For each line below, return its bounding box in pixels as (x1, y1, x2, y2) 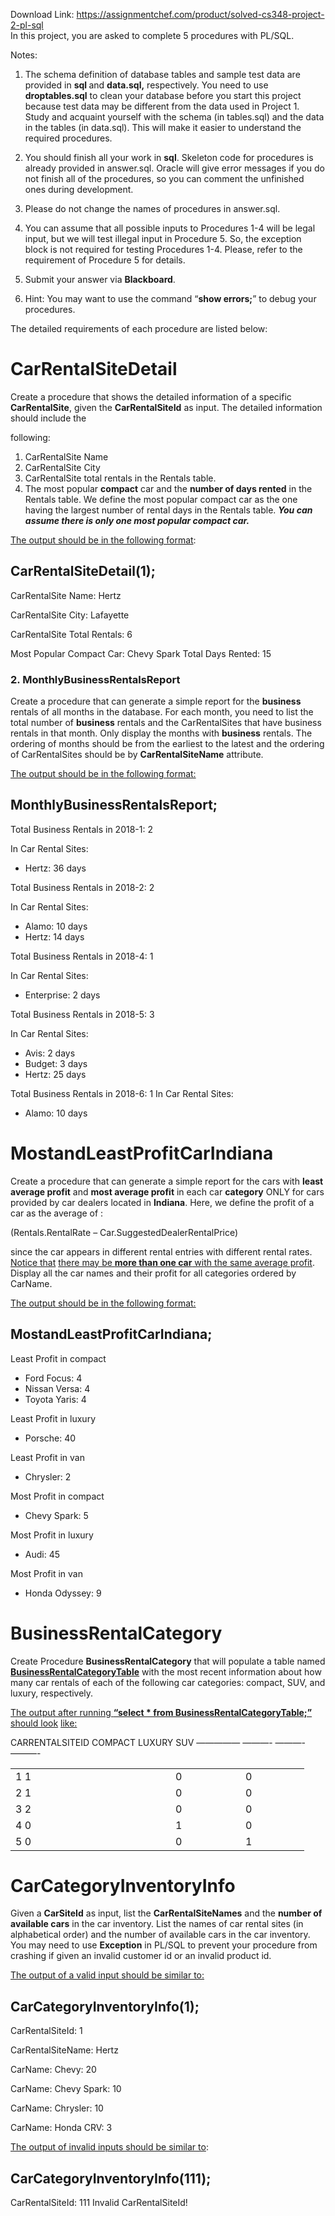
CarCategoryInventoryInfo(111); (10, 2170, 212, 2187)
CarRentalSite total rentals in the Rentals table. (24, 472, 217, 484)
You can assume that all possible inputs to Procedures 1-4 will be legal (24, 222, 316, 234)
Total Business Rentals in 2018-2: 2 (10, 881, 155, 893)
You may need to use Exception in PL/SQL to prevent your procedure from (10, 1939, 318, 1951)
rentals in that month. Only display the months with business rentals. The (10, 727, 313, 739)
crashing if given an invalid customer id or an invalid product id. (10, 1950, 272, 1962)
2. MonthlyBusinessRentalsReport (10, 672, 181, 686)
